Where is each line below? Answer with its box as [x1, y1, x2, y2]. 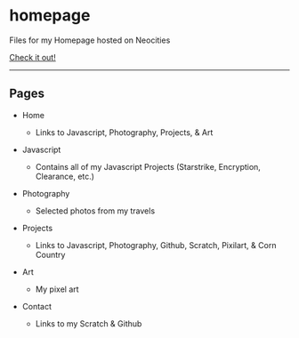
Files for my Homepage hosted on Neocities [9, 35, 171, 45]
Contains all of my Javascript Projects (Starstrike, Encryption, [35, 161, 261, 172]
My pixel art [35, 284, 79, 294]
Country [35, 249, 66, 260]
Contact [21, 301, 52, 311]
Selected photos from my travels [35, 205, 156, 216]
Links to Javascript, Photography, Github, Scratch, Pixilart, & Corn [35, 239, 277, 250]
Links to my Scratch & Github [35, 318, 142, 329]
